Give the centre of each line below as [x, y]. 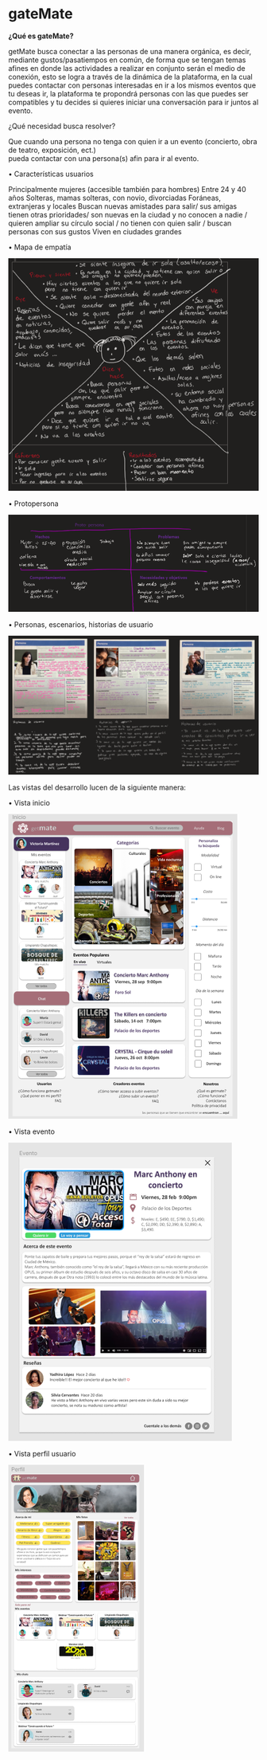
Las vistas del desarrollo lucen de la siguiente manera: [97, 788]
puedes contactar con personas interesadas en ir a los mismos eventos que [132, 85]
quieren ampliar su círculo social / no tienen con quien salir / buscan [120, 223]
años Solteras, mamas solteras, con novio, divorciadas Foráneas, [114, 198]
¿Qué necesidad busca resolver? [62, 126]
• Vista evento [32, 1131]
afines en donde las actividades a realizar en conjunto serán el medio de [127, 68]
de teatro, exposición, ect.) [52, 150]
